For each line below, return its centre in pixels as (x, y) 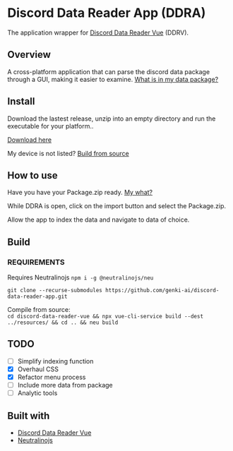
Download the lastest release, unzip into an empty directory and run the (112, 119)
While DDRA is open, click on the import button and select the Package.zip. (116, 206)
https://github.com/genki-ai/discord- (162, 291)
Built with (29, 415)
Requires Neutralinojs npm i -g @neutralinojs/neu (80, 277)
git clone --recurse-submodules (55, 291)
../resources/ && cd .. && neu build (63, 323)
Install (21, 101)
